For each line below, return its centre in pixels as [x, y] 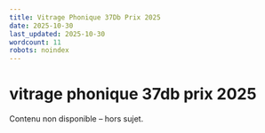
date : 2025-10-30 [41, 26]
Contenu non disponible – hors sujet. [76, 119]
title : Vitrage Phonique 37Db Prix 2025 [85, 17]
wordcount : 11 [36, 42]
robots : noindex [39, 51]
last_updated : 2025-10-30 [57, 34]
